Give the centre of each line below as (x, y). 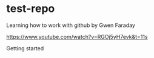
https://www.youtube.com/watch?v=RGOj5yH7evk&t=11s (77, 36)
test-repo (31, 9)
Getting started (25, 48)
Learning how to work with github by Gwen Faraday (71, 25)
